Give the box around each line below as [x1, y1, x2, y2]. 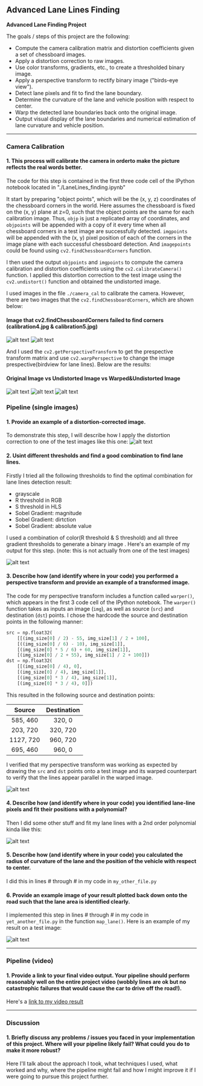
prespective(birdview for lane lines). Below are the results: [6, 361, 152, 368]
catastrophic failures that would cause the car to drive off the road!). [6, 984, 182, 992]
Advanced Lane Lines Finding [6, 5, 120, 15]
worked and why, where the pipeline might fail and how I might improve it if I [6, 1067, 196, 1074]
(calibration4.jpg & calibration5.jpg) [6, 323, 98, 330]
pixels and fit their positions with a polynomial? [6, 806, 127, 813]
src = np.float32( [6, 630, 53, 636]
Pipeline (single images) [6, 403, 79, 412]
